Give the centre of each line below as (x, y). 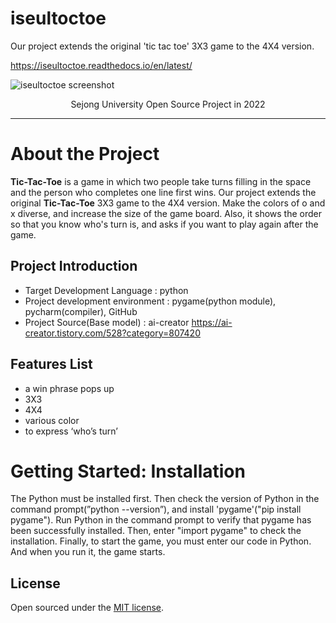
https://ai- (212, 322)
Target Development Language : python (106, 290)
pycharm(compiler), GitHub (81, 311)
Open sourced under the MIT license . (87, 608)
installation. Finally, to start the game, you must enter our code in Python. (161, 541)
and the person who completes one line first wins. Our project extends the (163, 192)
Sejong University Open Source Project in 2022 (168, 104)
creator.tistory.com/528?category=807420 (112, 333)
